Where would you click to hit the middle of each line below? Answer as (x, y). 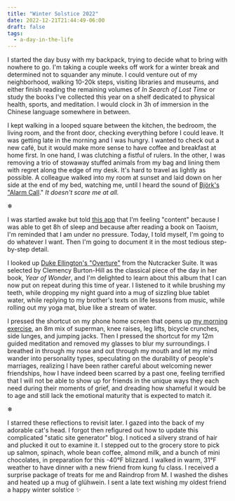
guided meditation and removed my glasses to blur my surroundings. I (108, 343)
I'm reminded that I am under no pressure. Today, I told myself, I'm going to (116, 235)
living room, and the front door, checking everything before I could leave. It (116, 133)
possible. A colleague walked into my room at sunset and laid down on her (115, 178)
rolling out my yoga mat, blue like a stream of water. (82, 308)
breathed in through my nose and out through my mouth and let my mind (112, 351)
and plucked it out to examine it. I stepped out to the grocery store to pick (113, 445)
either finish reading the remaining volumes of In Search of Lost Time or (111, 90)
